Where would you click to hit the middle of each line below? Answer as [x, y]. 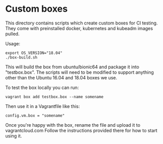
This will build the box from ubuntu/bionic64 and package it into [72, 67]
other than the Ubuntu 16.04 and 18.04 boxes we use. [61, 77]
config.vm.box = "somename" [35, 116]
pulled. [12, 34]
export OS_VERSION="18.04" [34, 53]
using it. [13, 136]
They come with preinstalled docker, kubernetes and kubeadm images [79, 28]
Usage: [13, 43]
